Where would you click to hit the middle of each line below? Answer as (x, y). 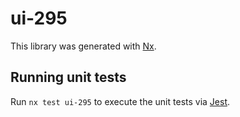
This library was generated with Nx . (83, 46)
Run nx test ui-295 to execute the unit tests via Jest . (120, 101)
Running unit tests (68, 77)
